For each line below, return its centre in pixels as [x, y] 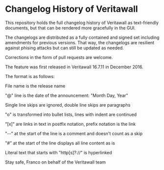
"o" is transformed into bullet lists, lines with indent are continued [71, 114]
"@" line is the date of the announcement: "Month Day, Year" [67, 95]
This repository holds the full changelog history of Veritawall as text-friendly [82, 23]
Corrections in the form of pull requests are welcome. [59, 57]
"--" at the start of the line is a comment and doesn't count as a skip [74, 133]
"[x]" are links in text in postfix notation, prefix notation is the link [70, 124]
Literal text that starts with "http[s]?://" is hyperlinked [59, 152]
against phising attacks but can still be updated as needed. [64, 48]
